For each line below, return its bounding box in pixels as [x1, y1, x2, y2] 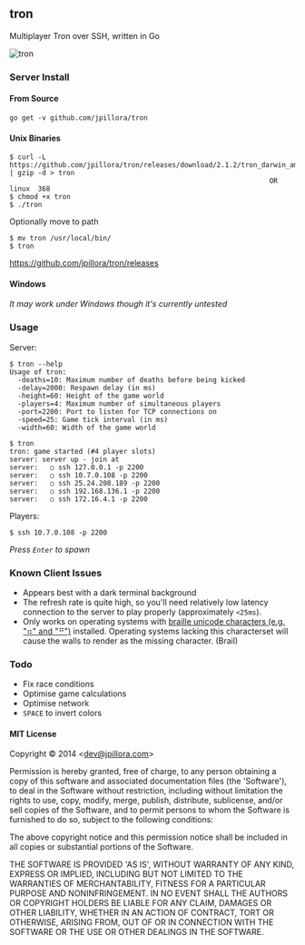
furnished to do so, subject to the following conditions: [9, 814, 213, 825]
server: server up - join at [9, 455, 120, 464]
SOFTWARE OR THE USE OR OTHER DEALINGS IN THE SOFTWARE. [9, 927, 264, 938]
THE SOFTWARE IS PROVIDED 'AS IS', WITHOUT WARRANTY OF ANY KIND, [9, 859, 295, 870]
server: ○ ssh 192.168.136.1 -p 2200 [9, 487, 161, 496]
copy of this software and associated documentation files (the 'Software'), [9, 775, 288, 787]
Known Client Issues [9, 566, 103, 579]
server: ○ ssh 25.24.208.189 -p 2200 [9, 478, 161, 487]
